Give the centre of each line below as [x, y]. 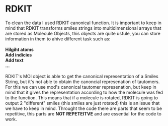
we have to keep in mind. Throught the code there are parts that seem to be [84, 108]
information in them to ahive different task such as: [58, 39]
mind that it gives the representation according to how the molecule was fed [84, 92]
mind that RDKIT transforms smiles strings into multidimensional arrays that [83, 28]
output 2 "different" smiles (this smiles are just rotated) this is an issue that [82, 103]
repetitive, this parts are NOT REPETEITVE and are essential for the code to [83, 113]
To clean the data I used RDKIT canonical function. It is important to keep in [83, 23]
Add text [14, 60]
